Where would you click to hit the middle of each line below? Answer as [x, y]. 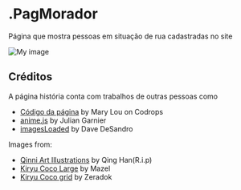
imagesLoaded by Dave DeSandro [76, 128]
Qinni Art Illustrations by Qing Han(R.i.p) [86, 160]
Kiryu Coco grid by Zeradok [66, 176]
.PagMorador [53, 14]
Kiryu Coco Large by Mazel [65, 168]
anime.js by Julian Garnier [63, 120]
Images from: [30, 144]
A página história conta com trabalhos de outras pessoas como [113, 96]
